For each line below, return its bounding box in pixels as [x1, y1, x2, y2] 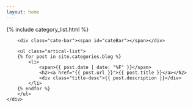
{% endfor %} [17, 85, 51, 92]
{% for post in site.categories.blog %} [17, 53, 122, 60]
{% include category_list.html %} [6, 26, 89, 33]
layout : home [6, 9, 40, 15]
